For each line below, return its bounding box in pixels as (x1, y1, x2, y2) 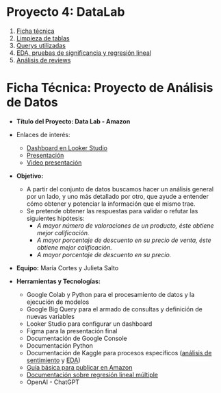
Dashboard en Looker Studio (26, 143, 107, 152)
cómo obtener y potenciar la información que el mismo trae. (26, 200, 196, 208)
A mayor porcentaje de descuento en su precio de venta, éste (36, 236, 211, 244)
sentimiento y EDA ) (26, 356, 81, 364)
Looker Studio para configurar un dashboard (26, 320, 153, 328)
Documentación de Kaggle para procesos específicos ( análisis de (26, 348, 212, 357)
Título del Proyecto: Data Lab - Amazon (16, 117, 131, 126)
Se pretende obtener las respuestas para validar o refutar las (26, 206, 198, 215)
